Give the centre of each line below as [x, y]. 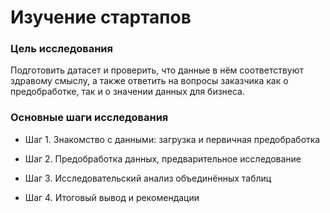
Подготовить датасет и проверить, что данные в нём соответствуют [157, 70]
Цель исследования [62, 49]
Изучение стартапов [101, 17]
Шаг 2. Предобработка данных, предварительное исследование [163, 158]
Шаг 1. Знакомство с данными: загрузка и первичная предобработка [172, 139]
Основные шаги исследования [89, 118]
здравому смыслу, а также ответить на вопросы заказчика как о [149, 81]
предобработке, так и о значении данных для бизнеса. [128, 92]
